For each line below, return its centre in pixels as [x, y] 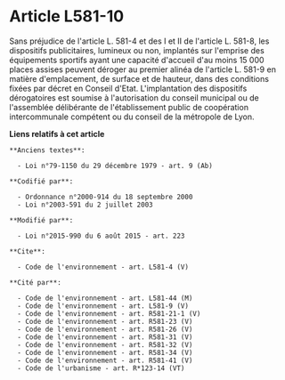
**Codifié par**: [41, 181]
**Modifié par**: [41, 220]
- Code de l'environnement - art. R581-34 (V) [105, 352]
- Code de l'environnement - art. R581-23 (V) [105, 321]
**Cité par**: [36, 282]
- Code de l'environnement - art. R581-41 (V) [105, 360]
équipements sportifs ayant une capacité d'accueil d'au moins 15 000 [137, 60]
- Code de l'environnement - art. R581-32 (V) [105, 344]
